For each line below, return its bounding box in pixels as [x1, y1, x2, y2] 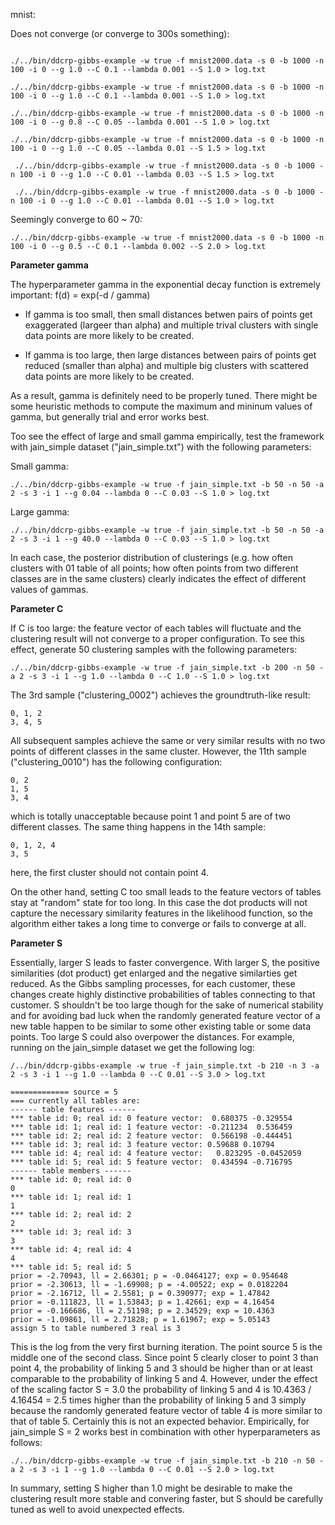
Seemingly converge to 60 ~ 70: [10, 214, 143, 225]
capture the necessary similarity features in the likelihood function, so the [10, 907, 313, 919]
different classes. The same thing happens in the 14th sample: [10, 821, 266, 833]
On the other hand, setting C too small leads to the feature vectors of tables [10, 886, 322, 898]
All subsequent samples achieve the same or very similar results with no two [10, 735, 326, 746]
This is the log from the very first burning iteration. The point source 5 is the [10, 1341, 323, 1353]
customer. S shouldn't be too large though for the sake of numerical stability [10, 999, 324, 1011]
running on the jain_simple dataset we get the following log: [10, 1042, 255, 1053]
